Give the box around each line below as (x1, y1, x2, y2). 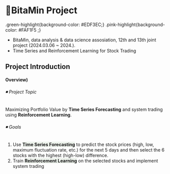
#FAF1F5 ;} (18, 27, 41, 33)
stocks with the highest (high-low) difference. (12, 153, 108, 159)
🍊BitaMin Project (5, 5, 77, 16)
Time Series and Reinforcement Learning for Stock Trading (12, 47, 136, 54)
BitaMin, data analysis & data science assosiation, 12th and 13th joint (12, 37, 156, 43)
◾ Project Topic (5, 89, 37, 95)
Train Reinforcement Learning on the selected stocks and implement (12, 158, 158, 164)
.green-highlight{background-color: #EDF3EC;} (5, 21, 105, 28)
